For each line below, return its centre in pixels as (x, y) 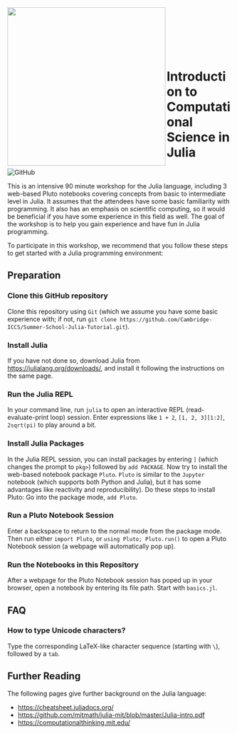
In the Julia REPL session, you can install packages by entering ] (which (113, 459)
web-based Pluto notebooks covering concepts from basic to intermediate (117, 193)
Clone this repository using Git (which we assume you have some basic (113, 311)
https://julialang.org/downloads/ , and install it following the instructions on (116, 368)
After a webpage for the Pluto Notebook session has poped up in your (110, 580)
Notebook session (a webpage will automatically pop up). (91, 546)
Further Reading (44, 677)
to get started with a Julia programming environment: (85, 253)
